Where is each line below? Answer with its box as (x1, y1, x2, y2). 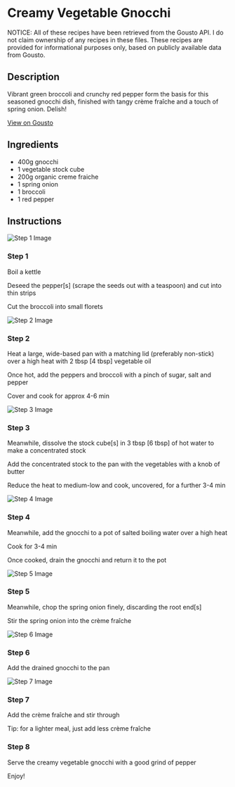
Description (7, 71, 60, 83)
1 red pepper (17, 195, 55, 203)
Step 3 (7, 422, 30, 432)
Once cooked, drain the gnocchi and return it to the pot (7, 555, 167, 564)
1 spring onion (17, 180, 58, 188)
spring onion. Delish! (7, 104, 67, 113)
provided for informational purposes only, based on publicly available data (7, 43, 222, 51)
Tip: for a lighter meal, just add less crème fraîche (7, 724, 151, 733)
